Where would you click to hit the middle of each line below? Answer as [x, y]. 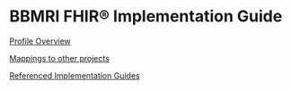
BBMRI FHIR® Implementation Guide [146, 16]
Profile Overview [40, 41]
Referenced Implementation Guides [75, 75]
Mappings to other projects [60, 58]
